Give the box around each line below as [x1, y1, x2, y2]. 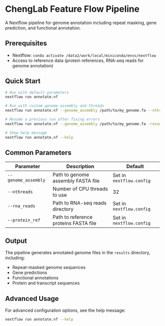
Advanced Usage [5, 294, 59, 303]
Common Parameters [5, 148, 72, 157]
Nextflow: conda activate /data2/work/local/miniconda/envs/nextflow [12, 52, 156, 58]
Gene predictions [12, 269, 48, 276]
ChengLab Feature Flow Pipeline [5, 3, 140, 15]
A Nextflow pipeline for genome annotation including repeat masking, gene [5, 20, 157, 26]
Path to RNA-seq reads [52, 200, 107, 207]
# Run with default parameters [5, 90, 69, 95]
